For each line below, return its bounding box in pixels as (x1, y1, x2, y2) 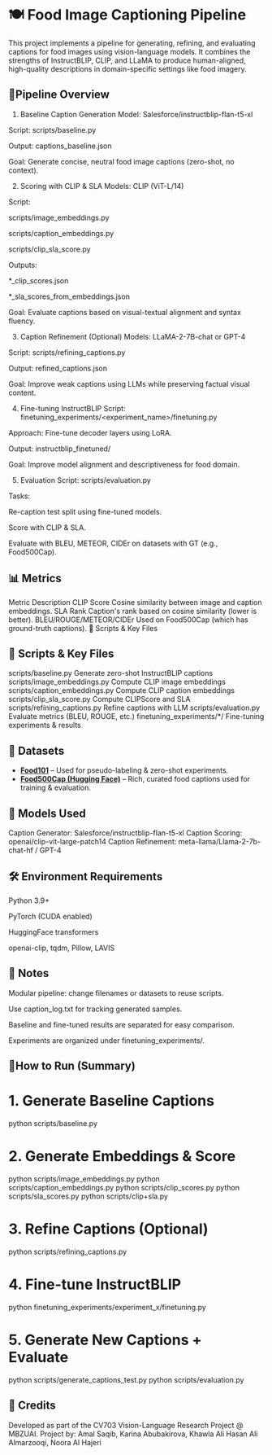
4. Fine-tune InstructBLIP (8, 1275, 181, 1294)
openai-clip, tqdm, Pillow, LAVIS (8, 943, 115, 953)
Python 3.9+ (8, 896, 50, 905)
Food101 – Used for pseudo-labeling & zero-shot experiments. (19, 765, 229, 775)
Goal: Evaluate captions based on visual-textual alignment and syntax (8, 307, 242, 317)
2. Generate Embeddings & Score (8, 1147, 236, 1166)
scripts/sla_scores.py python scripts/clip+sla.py (8, 1191, 169, 1201)
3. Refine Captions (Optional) (8, 1220, 209, 1238)
